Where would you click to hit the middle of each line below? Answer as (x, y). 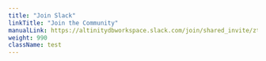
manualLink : (28, 30)
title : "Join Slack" (42, 15)
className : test (35, 45)
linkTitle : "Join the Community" (63, 23)
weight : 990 (28, 38)
